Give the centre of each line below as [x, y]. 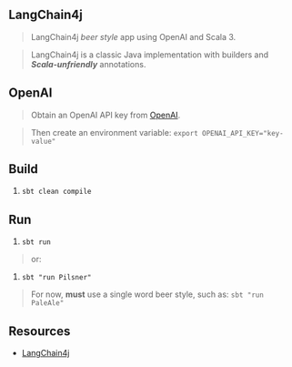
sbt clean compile [56, 192]
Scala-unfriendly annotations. [88, 64]
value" [43, 141]
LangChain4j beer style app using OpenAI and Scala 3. [133, 36]
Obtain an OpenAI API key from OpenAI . [106, 115]
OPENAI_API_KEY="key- [243, 133]
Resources [40, 331]
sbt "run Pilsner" [56, 278]
